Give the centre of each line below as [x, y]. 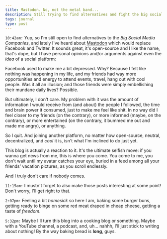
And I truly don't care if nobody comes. [45, 176]
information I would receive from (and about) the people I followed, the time [83, 105]
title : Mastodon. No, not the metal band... [52, 10]
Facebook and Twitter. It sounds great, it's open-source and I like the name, [83, 48]
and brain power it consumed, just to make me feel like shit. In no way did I [82, 110]
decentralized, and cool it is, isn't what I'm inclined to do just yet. [72, 141]
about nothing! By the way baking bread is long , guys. [60, 232]
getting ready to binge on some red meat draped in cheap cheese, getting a [83, 206]
